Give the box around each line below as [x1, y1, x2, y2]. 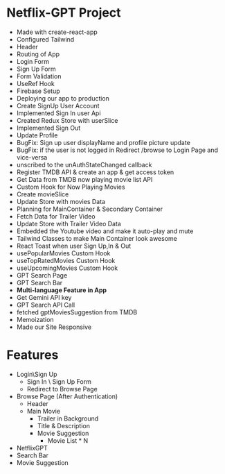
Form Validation [16, 71, 62, 81]
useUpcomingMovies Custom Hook [16, 264, 118, 272]
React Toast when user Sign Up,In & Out [16, 242, 132, 250]
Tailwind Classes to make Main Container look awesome [16, 234, 177, 242]
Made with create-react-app [16, 28, 98, 36]
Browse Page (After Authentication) [16, 392, 118, 400]
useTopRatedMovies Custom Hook [16, 256, 116, 264]
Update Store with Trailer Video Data [16, 219, 122, 228]
